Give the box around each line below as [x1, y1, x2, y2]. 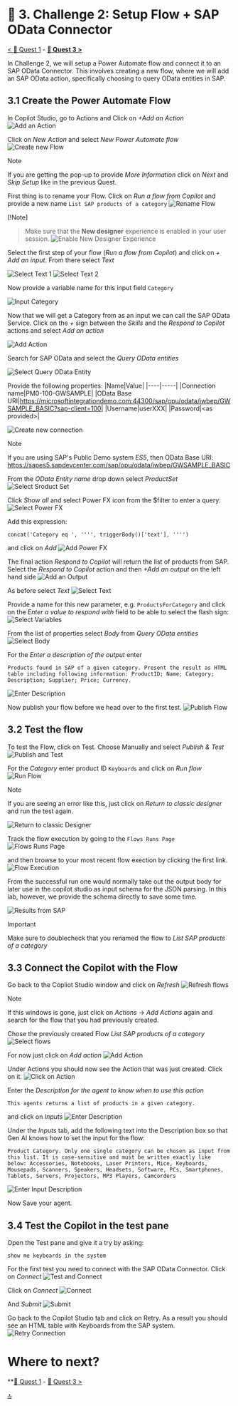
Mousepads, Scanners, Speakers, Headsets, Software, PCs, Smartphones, [7, 1167, 224, 1174]
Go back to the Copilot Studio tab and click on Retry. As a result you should [7, 1314, 227, 1323]
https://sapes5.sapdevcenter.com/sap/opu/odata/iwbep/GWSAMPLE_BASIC [7, 460, 231, 469]
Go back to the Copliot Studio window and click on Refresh [7, 981, 180, 989]
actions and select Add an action [7, 326, 104, 334]
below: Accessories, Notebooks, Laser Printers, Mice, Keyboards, [7, 1160, 208, 1167]
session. [24, 234, 50, 243]
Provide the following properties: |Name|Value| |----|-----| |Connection [7, 381, 216, 390]
